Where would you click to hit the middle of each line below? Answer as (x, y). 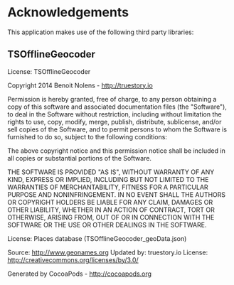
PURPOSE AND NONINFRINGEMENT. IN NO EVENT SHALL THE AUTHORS (117, 194)
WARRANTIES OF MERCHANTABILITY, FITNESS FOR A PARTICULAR (108, 187)
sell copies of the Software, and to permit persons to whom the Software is (117, 129)
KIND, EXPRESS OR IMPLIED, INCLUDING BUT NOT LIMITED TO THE (108, 179)
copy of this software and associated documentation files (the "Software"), (117, 107)
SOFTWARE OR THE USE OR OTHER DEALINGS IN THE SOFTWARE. (107, 225)
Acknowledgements (68, 12)
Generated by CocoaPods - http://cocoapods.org (79, 274)
